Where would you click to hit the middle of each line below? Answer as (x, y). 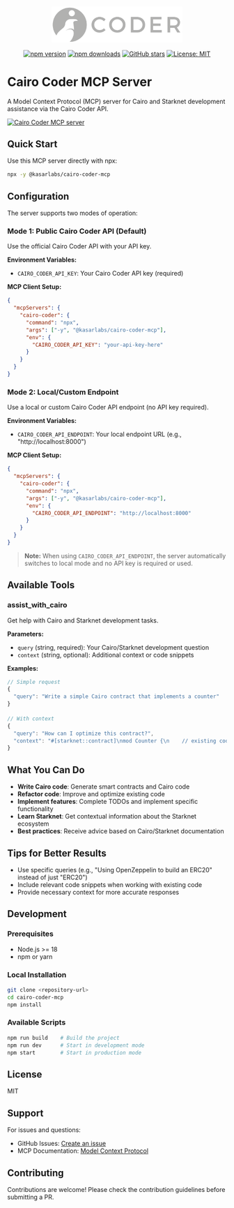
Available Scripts (37, 1022)
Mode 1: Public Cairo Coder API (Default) (77, 231)
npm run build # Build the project (63, 1038)
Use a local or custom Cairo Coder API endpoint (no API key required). (108, 408)
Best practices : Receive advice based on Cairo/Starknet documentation (120, 831)
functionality (35, 809)
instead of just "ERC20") (53, 877)
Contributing (36, 1173)
